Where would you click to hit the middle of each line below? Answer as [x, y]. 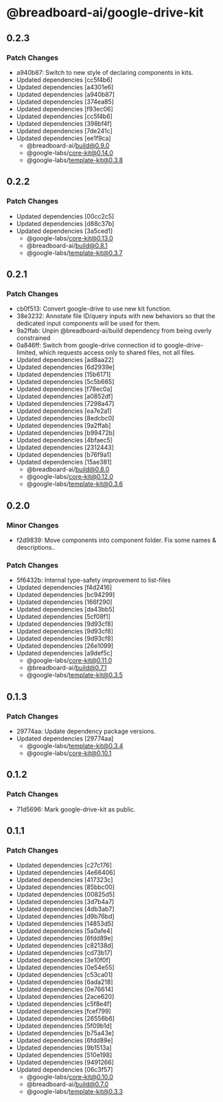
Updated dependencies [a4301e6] [65, 87]
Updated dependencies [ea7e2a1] [64, 411]
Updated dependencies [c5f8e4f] [64, 1004]
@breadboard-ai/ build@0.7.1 [67, 668]
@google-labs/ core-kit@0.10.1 [69, 753]
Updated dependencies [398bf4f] [64, 123]
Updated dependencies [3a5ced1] [64, 231]
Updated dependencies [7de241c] [64, 131]
